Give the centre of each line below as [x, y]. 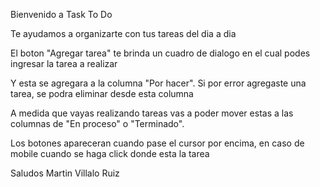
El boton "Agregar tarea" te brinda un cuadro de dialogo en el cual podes [160, 53]
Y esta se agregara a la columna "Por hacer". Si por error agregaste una [158, 83]
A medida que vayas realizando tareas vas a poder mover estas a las [152, 113]
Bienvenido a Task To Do [61, 14]
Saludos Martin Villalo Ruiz [65, 173]
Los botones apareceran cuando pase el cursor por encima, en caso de [157, 143]
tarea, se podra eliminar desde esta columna [102, 93]
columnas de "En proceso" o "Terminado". [97, 123]
